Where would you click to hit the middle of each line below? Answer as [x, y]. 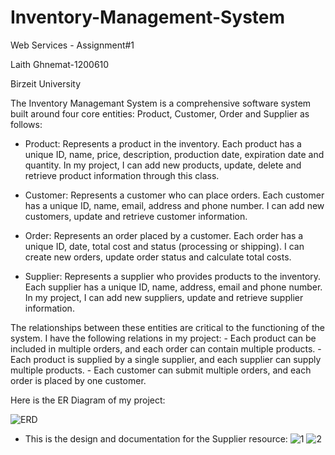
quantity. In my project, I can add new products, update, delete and [163, 165]
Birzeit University [46, 83]
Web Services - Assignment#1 [72, 45]
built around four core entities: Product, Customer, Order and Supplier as [160, 113]
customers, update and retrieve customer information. [136, 216]
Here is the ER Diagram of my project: [88, 400]
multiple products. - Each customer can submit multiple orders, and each [161, 370]
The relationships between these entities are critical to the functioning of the [168, 327]
